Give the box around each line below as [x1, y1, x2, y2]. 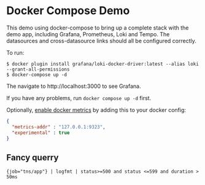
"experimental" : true [12, 130, 70, 136]
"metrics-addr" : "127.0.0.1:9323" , [12, 124, 106, 130]
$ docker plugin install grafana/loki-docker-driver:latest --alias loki [6, 61, 199, 67]
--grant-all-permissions [6, 66, 70, 73]
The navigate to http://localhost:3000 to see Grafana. [6, 82, 141, 90]
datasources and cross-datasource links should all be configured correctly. [6, 37, 196, 44]
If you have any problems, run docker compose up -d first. [6, 94, 152, 101]
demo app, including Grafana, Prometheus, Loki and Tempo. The [6, 30, 170, 37]
